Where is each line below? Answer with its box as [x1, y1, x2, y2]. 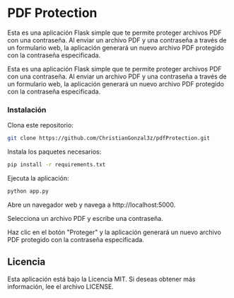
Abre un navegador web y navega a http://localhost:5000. [7, 200, 176, 209]
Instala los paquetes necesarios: [7, 147, 102, 156]
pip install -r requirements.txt [7, 161, 106, 168]
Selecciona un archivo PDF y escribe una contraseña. [7, 214, 164, 222]
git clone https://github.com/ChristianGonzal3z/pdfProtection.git [7, 134, 211, 142]
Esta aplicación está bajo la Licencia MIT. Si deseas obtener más [7, 275, 196, 283]
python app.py [7, 188, 49, 195]
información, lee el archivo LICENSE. [7, 282, 115, 291]
